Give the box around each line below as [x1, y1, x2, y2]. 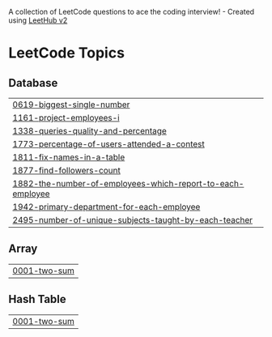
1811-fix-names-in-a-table [12, 151, 125, 163]
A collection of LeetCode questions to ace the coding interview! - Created [8, 7, 255, 16]
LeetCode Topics [8, 44, 125, 62]
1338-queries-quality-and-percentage [12, 126, 168, 136]
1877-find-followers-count [12, 165, 121, 176]
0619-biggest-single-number [12, 99, 130, 110]
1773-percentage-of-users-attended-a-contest [12, 139, 205, 149]
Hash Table [8, 292, 66, 306]
